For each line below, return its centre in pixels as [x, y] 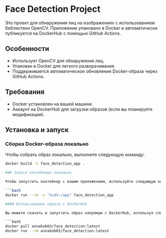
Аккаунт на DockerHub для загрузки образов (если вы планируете [82, 109]
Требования [25, 92]
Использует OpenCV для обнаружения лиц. [58, 61]
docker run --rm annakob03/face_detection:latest [57, 231]
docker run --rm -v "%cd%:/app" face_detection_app [59, 195]
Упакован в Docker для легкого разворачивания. [64, 66]
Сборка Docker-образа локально [47, 144]
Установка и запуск [37, 130]
